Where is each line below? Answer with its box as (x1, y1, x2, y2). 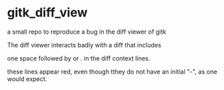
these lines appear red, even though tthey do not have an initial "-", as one (7, 67, 218, 76)
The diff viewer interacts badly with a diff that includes (7, 41, 161, 49)
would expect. (7, 74, 47, 83)
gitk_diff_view (7, 5, 88, 21)
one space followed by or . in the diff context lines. (7, 54, 150, 63)
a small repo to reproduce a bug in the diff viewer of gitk (7, 27, 167, 36)
